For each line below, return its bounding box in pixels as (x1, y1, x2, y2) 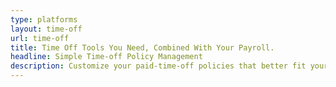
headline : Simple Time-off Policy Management (10, 52, 203, 62)
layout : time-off (10, 24, 83, 34)
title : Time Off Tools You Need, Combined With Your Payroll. (10, 42, 275, 53)
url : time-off (10, 33, 70, 43)
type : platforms (10, 14, 78, 25)
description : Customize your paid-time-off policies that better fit (10, 61, 307, 71)
